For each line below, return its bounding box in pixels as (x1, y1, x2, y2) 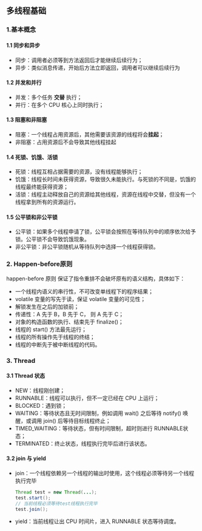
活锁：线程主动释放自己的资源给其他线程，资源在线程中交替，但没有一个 (15, 191, 196, 198)
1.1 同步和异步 (6, 41, 41, 49)
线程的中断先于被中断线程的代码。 (15, 340, 101, 348)
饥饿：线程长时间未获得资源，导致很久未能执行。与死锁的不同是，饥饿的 (15, 175, 196, 183)
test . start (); (15, 495, 51, 501)
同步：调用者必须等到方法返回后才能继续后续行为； (15, 56, 143, 64)
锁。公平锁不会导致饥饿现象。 (15, 235, 90, 243)
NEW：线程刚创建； (15, 387, 66, 394)
